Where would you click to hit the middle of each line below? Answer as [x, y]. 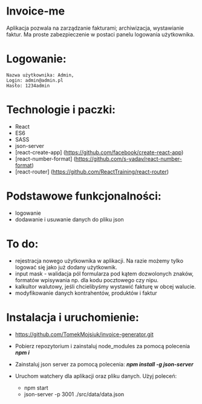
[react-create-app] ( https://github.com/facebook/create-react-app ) [99, 152]
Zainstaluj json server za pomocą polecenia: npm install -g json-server [104, 364]
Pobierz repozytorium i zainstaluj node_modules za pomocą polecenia [103, 346]
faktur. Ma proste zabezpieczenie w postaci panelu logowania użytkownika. [100, 34]
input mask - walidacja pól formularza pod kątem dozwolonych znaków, [104, 274]
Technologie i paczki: [61, 110]
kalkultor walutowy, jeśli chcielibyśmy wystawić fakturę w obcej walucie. [106, 286]
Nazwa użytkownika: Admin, [40, 75]
